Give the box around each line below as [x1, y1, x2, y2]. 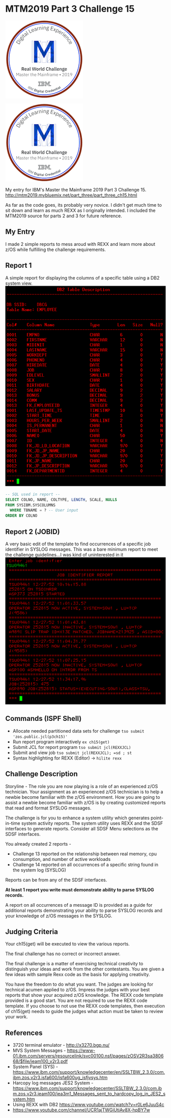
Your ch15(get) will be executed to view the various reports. [5, 941, 130, 947]
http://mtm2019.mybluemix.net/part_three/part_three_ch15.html [5, 192, 137, 198]
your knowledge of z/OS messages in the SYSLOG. [5, 912, 112, 919]
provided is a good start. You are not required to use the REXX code [5, 997, 148, 1003]
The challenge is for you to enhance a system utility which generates [5, 815, 150, 821]
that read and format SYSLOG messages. [5, 805, 92, 811]
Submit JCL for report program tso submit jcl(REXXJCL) [12, 744, 131, 750]
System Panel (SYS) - [12, 1064, 59, 1070]
